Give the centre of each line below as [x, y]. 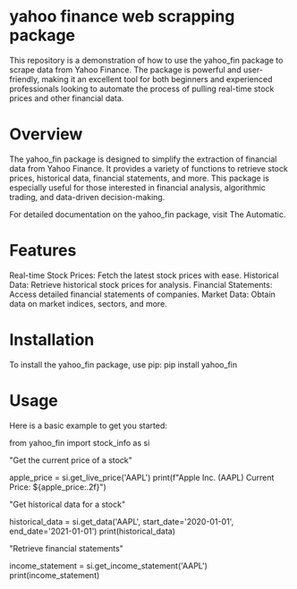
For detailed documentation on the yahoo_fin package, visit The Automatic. [148, 214]
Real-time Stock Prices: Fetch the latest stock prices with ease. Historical [144, 275]
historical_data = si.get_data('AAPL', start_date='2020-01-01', [122, 521]
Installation [52, 340]
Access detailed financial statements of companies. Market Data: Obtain [142, 294]
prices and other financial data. [67, 98]
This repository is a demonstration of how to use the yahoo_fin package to [146, 60]
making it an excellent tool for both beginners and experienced [157, 79]
